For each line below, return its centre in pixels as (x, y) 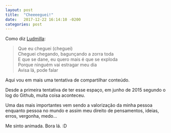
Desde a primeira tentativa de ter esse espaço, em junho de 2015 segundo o (86, 90)
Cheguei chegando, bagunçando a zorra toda (66, 54)
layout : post (19, 10)
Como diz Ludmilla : (26, 39)
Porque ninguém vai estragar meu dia (57, 65)
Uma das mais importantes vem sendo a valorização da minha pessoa (79, 105)
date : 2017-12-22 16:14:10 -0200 (43, 19)
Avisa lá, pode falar (38, 70)
